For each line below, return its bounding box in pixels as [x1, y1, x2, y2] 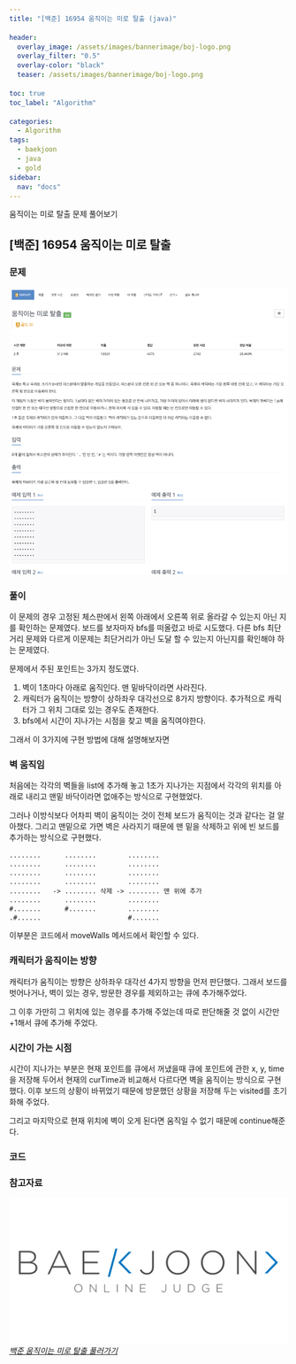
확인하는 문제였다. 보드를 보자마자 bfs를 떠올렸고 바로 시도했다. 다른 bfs [18, 622, 265, 633]
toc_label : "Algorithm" [9, 98, 97, 107]
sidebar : [9, 173, 42, 181]
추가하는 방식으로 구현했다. [9, 832, 102, 843]
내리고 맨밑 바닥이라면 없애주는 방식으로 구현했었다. [25, 791, 203, 802]
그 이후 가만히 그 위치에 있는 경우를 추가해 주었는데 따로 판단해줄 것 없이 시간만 [9, 1006, 280, 1017]
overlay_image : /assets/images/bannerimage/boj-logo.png [17, 42, 231, 51]
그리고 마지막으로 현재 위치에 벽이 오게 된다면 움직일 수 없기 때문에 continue [9, 1115, 272, 1126]
